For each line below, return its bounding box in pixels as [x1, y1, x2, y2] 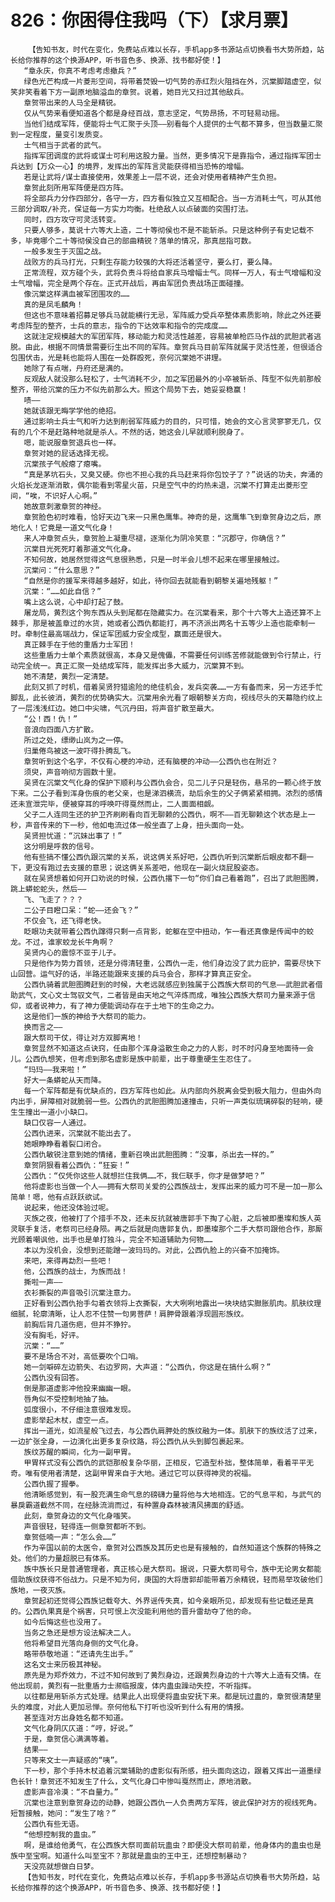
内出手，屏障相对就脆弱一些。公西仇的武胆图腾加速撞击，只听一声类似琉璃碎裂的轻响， [10, 1096, 316, 1106]
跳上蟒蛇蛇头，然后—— [10, 884, 87, 894]
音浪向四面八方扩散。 [23, 724, 99, 735]
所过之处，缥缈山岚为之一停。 [23, 735, 128, 745]
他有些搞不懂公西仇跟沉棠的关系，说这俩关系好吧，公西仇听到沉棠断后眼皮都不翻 [23, 852, 307, 862]
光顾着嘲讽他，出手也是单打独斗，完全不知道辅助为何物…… [10, 1234, 213, 1245]
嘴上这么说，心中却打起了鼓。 [23, 597, 128, 607]
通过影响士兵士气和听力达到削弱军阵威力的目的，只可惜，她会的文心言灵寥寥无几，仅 [23, 416, 322, 426]
